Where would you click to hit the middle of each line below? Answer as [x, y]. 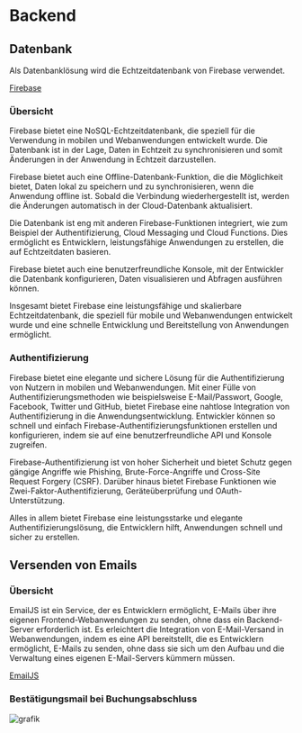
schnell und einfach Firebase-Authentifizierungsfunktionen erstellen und [143, 425]
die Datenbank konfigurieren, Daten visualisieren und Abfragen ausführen [146, 279]
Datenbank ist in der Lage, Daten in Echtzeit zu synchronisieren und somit [146, 150]
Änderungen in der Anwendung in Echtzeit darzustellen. [113, 159]
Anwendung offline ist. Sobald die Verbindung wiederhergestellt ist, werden [149, 196]
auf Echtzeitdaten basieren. [60, 252]
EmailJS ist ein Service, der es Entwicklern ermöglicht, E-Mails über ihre [143, 611]
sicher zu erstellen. [45, 537]
